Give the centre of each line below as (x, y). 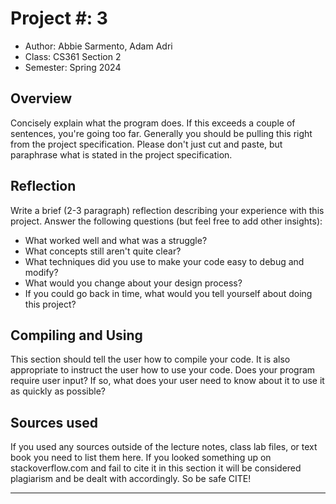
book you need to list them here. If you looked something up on (141, 458)
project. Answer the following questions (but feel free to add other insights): (166, 221)
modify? (41, 272)
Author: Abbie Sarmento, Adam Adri (98, 46)
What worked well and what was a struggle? (116, 240)
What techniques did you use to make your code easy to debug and (164, 261)
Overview (41, 98)
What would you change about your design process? (133, 283)
